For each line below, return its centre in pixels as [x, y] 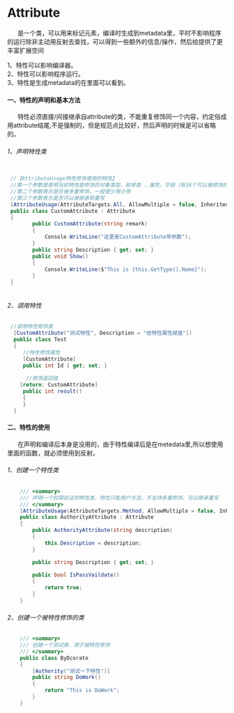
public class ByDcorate [54, 658]
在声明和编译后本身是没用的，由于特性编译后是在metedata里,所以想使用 [120, 444]
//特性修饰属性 [41, 352]
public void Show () [61, 256]
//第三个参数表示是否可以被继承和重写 [57, 198]
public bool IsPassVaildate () [76, 575]
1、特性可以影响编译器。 [42, 65]
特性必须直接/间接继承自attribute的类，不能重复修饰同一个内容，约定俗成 [122, 117]
